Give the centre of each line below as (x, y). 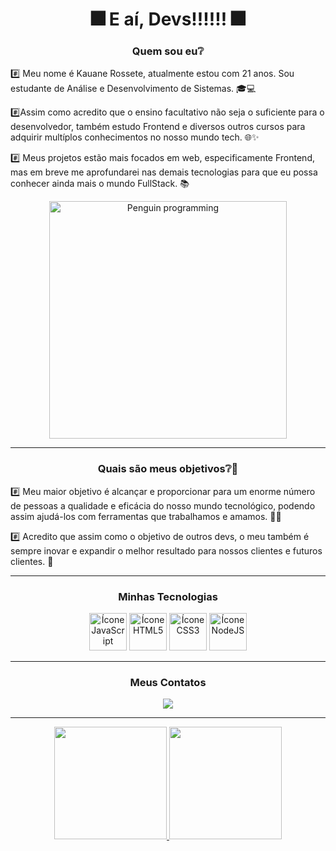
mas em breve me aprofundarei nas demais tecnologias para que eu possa (164, 172)
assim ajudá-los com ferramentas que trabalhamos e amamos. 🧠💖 (146, 516)
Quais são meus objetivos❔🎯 (168, 469)
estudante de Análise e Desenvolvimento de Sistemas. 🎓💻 (133, 89)
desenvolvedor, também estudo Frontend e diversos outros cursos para (158, 127)
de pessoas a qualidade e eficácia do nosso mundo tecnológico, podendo (163, 505)
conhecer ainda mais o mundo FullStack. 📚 (100, 184)
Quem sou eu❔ (168, 51)
